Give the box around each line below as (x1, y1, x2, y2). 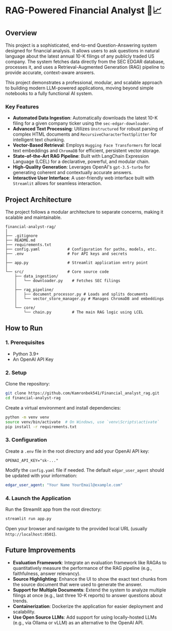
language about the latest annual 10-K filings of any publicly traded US (5, 53, 155, 59)
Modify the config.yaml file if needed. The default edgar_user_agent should (5, 467, 164, 473)
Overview (5, 28, 37, 37)
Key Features (5, 103, 40, 110)
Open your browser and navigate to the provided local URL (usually (5, 525, 147, 531)
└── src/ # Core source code (5, 269, 109, 274)
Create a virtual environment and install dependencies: (5, 404, 121, 411)
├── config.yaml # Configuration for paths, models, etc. (5, 247, 158, 252)
